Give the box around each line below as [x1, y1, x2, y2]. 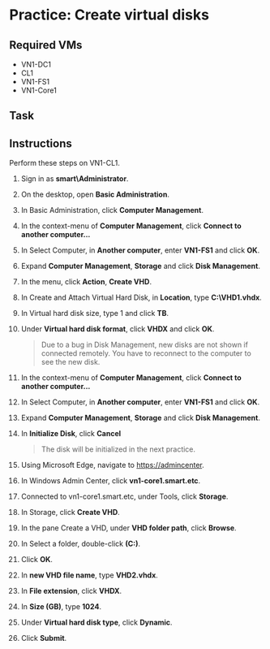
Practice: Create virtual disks [9, 6, 210, 24]
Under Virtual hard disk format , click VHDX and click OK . [20, 324, 215, 334]
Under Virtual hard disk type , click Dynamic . [20, 617, 173, 627]
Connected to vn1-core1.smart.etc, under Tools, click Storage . [20, 491, 229, 501]
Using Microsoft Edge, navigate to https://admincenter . [20, 461, 205, 470]
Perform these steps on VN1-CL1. [9, 158, 120, 168]
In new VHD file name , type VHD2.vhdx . [20, 570, 159, 580]
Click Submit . [20, 634, 67, 643]
